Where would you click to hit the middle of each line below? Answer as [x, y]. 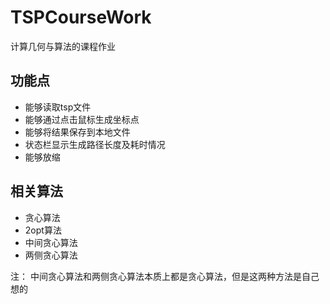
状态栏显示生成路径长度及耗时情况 [95, 144]
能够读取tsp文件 [58, 107]
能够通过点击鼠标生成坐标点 [82, 119]
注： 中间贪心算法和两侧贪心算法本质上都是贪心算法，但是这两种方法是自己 [165, 276]
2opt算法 [43, 230]
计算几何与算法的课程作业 [63, 46]
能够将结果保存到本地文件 [77, 132]
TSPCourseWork [81, 17]
